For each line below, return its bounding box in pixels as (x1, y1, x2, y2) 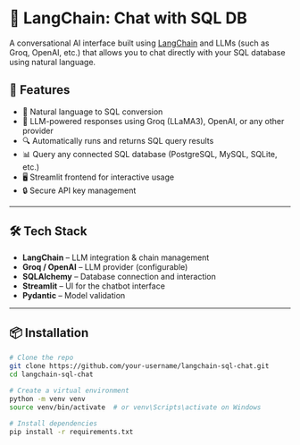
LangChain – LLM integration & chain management (21, 252, 210, 263)
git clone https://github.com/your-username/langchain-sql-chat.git (9, 362, 270, 371)
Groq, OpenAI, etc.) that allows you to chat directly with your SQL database (9, 46, 286, 57)
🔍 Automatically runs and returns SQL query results (21, 135, 214, 146)
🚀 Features (9, 82, 71, 97)
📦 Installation (9, 325, 89, 340)
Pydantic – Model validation (21, 290, 126, 300)
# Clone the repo (9, 353, 74, 363)
